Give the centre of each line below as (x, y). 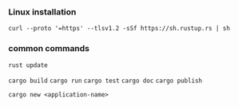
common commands (49, 49)
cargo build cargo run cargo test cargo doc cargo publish (105, 81)
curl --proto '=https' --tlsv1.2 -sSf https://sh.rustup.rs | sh (119, 29)
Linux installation (42, 12)
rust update (28, 65)
